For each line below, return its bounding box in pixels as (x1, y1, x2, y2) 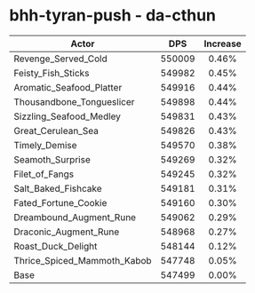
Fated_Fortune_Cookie (13, 196, 108, 209)
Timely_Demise (13, 139, 77, 151)
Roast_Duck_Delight (13, 240, 98, 252)
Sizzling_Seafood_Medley (13, 110, 122, 123)
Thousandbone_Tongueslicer (13, 95, 135, 107)
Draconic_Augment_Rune (13, 226, 120, 238)
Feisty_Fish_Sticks (13, 67, 90, 79)
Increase (203, 37, 242, 50)
